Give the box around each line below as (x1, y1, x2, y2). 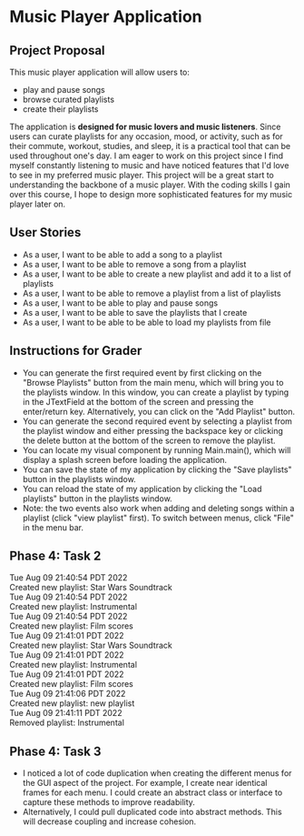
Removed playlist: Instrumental (9, 717, 125, 729)
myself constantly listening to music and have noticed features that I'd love (9, 160, 289, 170)
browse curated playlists (22, 94, 115, 105)
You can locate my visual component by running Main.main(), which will (22, 444, 291, 456)
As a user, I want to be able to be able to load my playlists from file (22, 317, 271, 327)
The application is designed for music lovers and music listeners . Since (9, 121, 281, 132)
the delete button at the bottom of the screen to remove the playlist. (22, 435, 276, 446)
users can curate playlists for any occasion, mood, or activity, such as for (9, 131, 283, 142)
